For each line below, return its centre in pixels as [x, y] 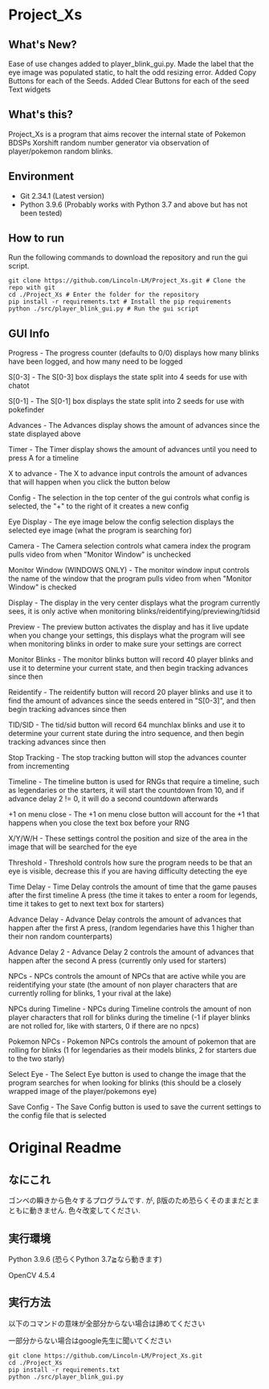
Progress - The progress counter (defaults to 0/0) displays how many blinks [134, 353]
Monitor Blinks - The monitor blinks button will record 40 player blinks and [131, 660]
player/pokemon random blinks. [61, 151]
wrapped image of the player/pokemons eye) [83, 1091]
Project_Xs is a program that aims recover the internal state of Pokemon [127, 134]
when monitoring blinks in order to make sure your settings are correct [125, 644]
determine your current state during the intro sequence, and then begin [126, 734]
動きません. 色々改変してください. [85, 1210]
